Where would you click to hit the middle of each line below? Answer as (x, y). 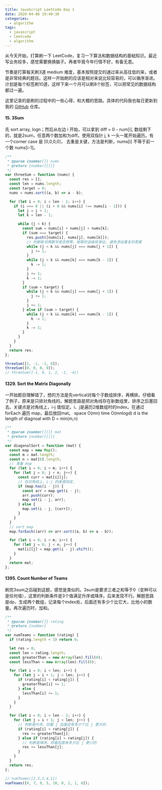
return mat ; (22, 563)
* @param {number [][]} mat (34, 432)
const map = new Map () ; (33, 450)
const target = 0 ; (28, 188)
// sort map (22, 527)
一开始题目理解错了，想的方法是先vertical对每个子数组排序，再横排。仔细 (78, 395)
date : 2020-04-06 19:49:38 (32, 14)
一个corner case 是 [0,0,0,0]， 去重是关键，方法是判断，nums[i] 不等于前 (78, 141)
